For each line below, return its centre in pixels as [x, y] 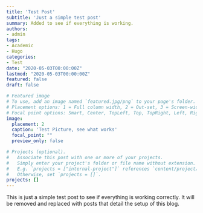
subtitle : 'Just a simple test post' [54, 18]
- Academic [20, 46]
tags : [13, 40]
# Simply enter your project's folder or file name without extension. [101, 163]
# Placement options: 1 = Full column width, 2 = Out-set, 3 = [88, 107]
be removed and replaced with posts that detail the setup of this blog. [93, 204]
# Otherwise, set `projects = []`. [54, 174]
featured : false [27, 79]
